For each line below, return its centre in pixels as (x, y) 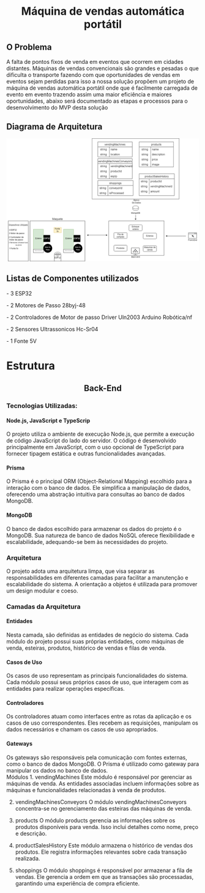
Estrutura (31, 365)
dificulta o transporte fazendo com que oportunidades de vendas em (93, 75)
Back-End (103, 388)
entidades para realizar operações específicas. (66, 689)
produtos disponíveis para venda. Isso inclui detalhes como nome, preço (107, 827)
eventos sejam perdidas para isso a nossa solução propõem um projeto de (100, 81)
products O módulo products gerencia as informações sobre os (95, 820)
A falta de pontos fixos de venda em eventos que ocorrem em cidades (95, 62)
